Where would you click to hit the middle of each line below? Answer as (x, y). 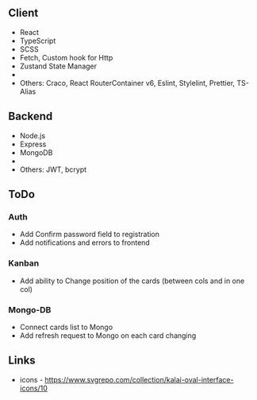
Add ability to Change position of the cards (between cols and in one (132, 281)
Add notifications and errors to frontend (85, 243)
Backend (31, 117)
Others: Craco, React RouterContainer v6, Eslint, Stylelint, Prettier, (127, 83)
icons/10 (33, 388)
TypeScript (38, 41)
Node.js (33, 135)
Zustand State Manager (58, 66)
